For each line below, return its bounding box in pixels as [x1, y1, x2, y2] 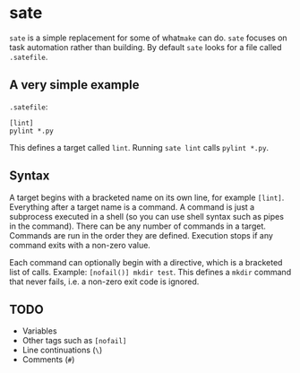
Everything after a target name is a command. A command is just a [9, 201, 255, 213]
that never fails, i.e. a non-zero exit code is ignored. [9, 276, 200, 287]
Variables [21, 325, 57, 336]
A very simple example [9, 77, 140, 92]
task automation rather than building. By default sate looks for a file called [9, 41, 282, 52]
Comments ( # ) [21, 354, 75, 365]
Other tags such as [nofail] [21, 335, 127, 346]
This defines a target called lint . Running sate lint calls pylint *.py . [9, 142, 270, 152]
